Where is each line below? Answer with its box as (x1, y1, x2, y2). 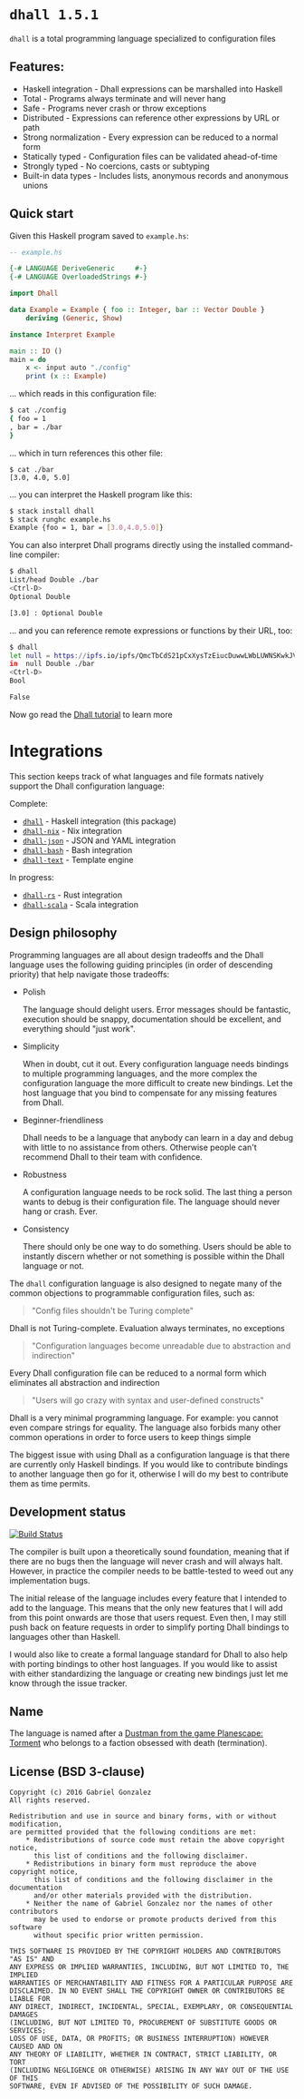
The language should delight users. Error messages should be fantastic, (22, 1004, 291, 1015)
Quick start (9, 206, 74, 221)
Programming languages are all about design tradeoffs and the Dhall (9, 949, 264, 960)
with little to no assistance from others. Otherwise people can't (22, 1142, 258, 1152)
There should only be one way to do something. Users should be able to (22, 1241, 292, 1251)
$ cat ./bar (9, 465, 54, 474)
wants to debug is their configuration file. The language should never (22, 1196, 280, 1207)
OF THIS (9, 2074, 39, 2084)
